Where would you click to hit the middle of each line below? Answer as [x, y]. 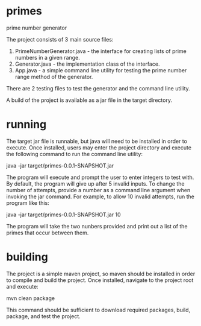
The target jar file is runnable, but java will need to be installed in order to [97, 141]
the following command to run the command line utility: [75, 154]
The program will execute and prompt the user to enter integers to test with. [100, 177]
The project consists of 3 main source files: [60, 39]
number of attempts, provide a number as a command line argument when [98, 190]
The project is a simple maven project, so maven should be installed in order [101, 274]
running [26, 124]
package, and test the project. [44, 316]
